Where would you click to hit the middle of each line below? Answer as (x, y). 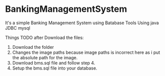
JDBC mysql (18, 28)
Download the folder (33, 47)
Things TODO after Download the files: (44, 38)
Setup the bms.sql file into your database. (55, 68)
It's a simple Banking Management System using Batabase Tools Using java (82, 23)
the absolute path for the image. (45, 57)
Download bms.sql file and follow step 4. (54, 63)
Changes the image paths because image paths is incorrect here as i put (86, 52)
